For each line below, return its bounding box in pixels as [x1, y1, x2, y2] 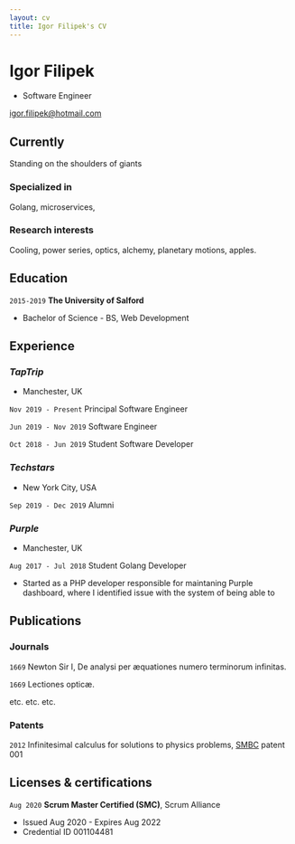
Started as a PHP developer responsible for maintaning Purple [22, 577, 254, 588]
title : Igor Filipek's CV [9, 22, 106, 31]
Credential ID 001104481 [22, 826, 114, 837]
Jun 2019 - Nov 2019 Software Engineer [9, 422, 158, 432]
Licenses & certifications [9, 775, 152, 791]
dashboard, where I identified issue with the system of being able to [22, 587, 275, 598]
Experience [9, 338, 75, 354]
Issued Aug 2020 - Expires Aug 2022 [22, 816, 161, 828]
